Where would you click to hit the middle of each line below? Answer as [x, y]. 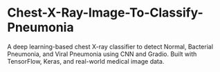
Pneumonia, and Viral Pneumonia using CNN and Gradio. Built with [102, 54]
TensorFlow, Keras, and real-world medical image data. [86, 61]
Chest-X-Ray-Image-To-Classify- [106, 13]
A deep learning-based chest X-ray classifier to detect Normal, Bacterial [110, 46]
